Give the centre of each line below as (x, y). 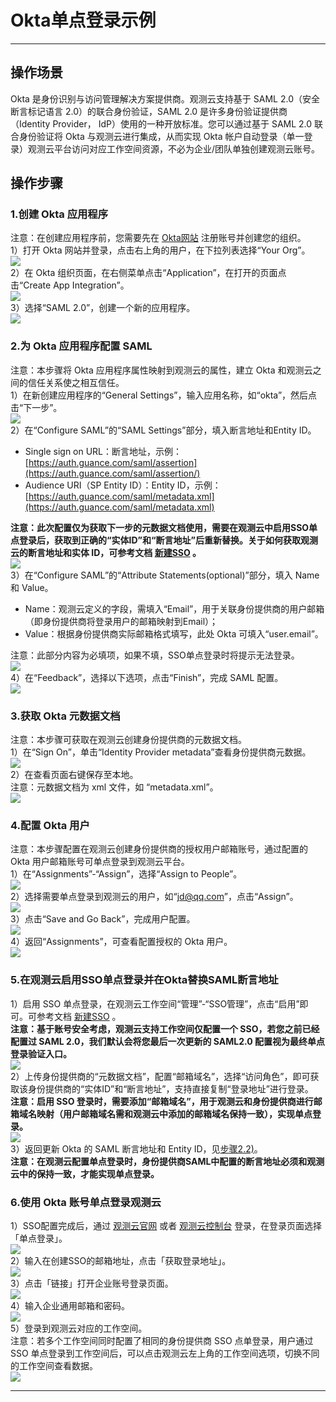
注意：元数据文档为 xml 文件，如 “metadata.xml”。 (114, 787)
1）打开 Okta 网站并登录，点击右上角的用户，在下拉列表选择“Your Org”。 (160, 250)
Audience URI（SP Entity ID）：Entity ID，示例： (123, 485)
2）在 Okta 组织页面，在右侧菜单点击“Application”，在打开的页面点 (148, 273)
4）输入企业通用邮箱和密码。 (70, 1305)
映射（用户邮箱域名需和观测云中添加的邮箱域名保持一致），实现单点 (174, 1113)
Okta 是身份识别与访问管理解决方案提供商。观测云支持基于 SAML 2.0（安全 (165, 98)
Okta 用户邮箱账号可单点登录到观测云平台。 (100, 862)
